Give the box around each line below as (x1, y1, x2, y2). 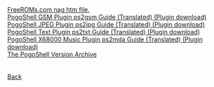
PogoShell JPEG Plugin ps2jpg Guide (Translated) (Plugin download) (7, 20, 206, 29)
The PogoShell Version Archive (7, 51, 97, 58)
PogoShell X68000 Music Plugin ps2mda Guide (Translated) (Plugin (7, 35, 203, 43)
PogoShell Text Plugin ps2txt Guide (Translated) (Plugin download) (7, 28, 201, 36)
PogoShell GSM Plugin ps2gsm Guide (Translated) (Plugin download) (7, 13, 207, 21)
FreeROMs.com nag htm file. (7, 6, 90, 13)
